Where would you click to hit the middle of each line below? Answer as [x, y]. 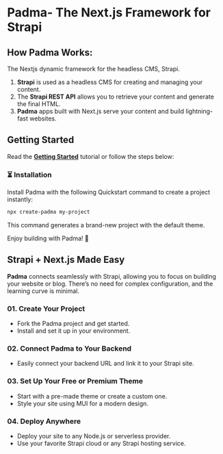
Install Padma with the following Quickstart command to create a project [109, 192]
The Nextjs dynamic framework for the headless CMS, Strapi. [93, 69]
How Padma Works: [50, 52]
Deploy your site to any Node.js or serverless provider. [94, 436]
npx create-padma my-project [49, 212]
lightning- [199, 111]
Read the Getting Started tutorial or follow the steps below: [91, 156]
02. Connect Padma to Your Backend [69, 349]
